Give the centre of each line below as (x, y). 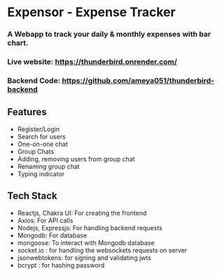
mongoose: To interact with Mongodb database (86, 242)
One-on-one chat (42, 144)
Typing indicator (41, 173)
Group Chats (36, 151)
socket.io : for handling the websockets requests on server (102, 250)
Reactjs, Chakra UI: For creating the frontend (82, 213)
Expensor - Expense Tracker (92, 12)
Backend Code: (34, 80)
